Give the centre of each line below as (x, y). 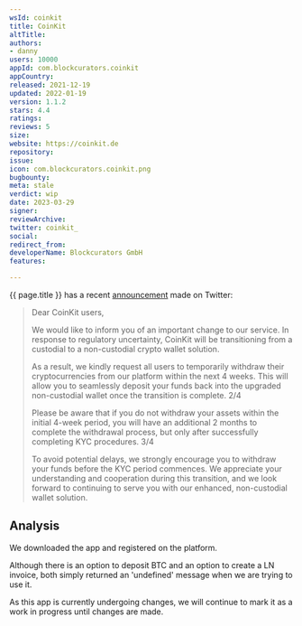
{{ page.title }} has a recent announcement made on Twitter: (121, 295)
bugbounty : (30, 177)
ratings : (26, 118)
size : (19, 135)
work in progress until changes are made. (87, 612)
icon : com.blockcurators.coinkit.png (80, 169)
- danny (24, 51)
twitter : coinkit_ (44, 228)
